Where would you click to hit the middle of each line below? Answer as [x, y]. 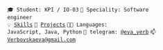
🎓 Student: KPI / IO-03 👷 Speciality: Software [78, 10]
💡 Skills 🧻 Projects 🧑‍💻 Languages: [57, 25]
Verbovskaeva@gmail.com [42, 40]
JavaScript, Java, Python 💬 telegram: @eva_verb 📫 [81, 32]
